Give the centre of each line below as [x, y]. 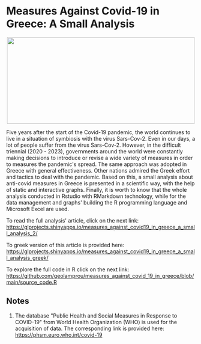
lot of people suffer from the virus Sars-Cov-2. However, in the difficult [94, 145]
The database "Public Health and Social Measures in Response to [96, 315]
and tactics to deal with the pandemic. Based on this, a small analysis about [100, 177]
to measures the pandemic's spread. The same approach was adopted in [97, 164]
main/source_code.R [31, 282]
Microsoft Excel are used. [38, 209]
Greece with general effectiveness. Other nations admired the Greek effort [98, 170]
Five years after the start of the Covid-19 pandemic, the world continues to [98, 132]
